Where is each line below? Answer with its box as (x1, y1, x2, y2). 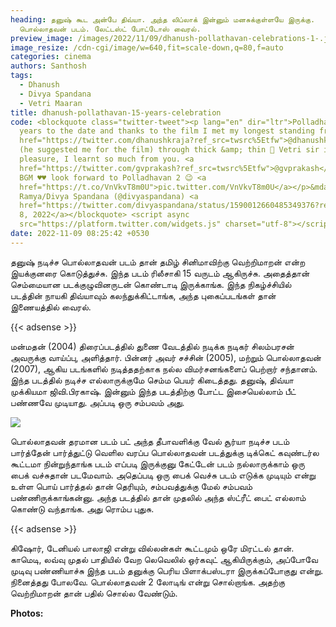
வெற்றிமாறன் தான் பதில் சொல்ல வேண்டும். (10, 587, 178, 599)
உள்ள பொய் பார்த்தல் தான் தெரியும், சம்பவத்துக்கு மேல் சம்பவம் (10, 480, 253, 492)
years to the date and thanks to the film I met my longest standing (19, 126, 315, 136)
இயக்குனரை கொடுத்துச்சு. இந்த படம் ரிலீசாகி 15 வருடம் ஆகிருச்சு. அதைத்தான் (10, 267, 310, 279)
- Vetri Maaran (19, 98, 83, 108)
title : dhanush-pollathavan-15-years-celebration (10, 107, 222, 118)
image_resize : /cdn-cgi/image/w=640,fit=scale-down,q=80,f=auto (10, 42, 284, 53)
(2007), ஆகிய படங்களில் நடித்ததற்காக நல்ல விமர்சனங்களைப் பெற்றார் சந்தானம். (10, 362, 318, 375)
